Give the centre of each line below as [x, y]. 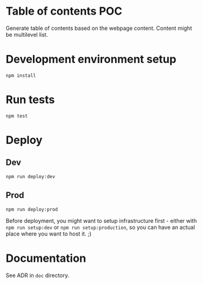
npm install [21, 75]
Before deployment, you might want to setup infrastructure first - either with [101, 220]
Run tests [30, 100]
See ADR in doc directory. [38, 275]
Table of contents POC [64, 11]
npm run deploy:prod [32, 209]
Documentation [46, 258]
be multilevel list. [27, 34]
